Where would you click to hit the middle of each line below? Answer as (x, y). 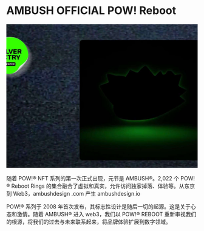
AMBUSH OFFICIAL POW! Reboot (91, 11)
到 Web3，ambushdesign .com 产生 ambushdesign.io (73, 194)
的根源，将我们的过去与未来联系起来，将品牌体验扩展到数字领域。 (89, 222)
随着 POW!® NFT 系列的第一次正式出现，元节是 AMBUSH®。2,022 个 (93, 179)
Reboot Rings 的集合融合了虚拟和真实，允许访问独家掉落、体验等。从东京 (103, 186)
